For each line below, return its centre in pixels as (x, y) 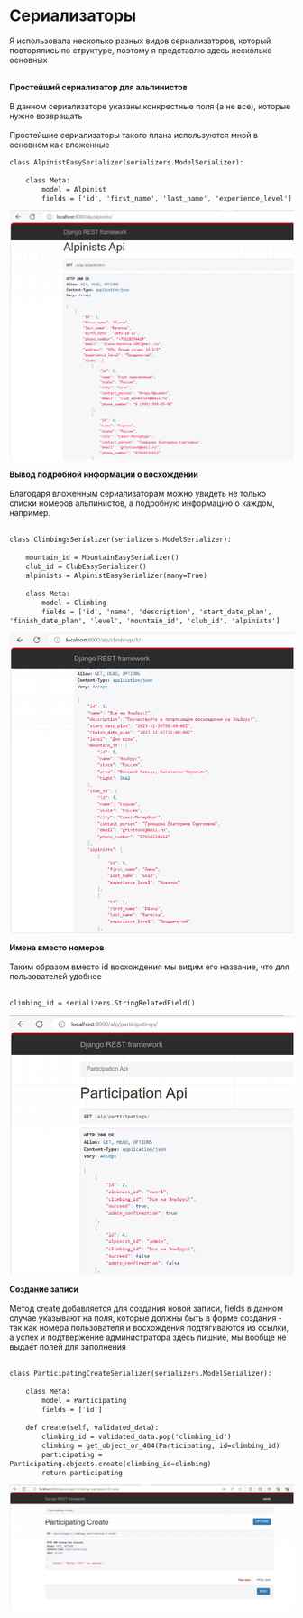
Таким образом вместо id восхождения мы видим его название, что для (150, 967)
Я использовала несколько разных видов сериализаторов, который (140, 41)
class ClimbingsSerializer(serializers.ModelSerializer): (120, 540)
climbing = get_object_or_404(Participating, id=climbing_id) (161, 1446)
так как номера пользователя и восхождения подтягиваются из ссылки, (149, 1328)
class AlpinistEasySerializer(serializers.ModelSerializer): (127, 162)
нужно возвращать (46, 116)
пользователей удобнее (55, 976)
